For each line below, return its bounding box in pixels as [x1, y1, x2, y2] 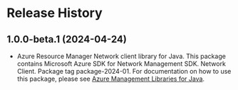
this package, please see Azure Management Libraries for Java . [16, 74, 205, 83]
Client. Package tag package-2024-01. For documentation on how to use [16, 67, 232, 75]
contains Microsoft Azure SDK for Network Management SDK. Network [16, 60, 226, 68]
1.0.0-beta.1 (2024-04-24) [6, 33, 128, 45]
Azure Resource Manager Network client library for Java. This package [16, 52, 226, 60]
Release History [6, 5, 103, 21]
